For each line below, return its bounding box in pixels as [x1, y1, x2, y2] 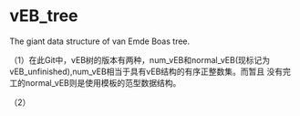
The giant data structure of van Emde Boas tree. [9, 36, 191, 47]
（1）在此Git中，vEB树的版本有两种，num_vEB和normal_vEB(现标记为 [9, 54, 271, 65]
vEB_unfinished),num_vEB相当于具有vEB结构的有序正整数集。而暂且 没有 [9, 66, 284, 77]
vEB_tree [9, 5, 79, 26]
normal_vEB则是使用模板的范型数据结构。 [25, 77, 181, 88]
